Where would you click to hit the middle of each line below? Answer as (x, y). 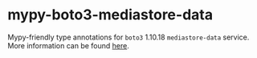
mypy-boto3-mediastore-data (110, 15)
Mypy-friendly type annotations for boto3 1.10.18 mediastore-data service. (128, 37)
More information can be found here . (68, 45)
